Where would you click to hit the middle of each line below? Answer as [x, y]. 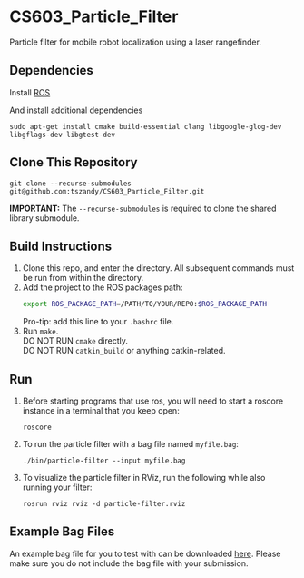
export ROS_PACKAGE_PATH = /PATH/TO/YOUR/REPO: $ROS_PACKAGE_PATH [145, 304]
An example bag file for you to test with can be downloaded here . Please [145, 553]
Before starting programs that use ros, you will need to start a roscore [153, 401]
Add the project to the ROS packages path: [103, 287]
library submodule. [44, 218]
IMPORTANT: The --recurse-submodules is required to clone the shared [143, 208]
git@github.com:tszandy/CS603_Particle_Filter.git [107, 191]
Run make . [40, 331]
